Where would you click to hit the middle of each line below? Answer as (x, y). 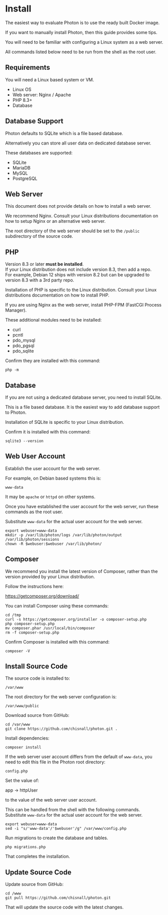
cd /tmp (13, 615)
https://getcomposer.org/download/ (42, 596)
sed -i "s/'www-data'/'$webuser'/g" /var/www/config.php (66, 829)
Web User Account (35, 456)
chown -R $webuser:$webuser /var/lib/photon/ (53, 544)
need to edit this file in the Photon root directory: (55, 762)
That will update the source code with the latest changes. (64, 907)
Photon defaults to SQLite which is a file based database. (64, 133)
